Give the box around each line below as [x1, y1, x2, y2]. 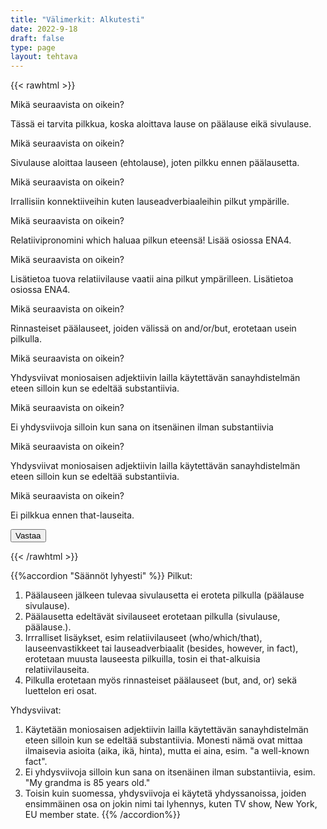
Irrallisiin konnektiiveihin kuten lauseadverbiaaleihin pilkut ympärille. [10, 196, 290, 208]
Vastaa [15, 531, 42, 541]
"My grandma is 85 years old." [24, 777, 151, 789]
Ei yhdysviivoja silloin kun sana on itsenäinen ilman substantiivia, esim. [24, 766, 316, 778]
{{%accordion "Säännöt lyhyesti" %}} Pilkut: [10, 570, 193, 582]
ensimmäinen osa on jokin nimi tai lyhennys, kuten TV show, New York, [24, 798, 318, 810]
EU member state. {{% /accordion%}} [24, 809, 181, 821]
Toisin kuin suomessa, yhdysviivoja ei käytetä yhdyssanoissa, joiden [24, 787, 307, 800]
